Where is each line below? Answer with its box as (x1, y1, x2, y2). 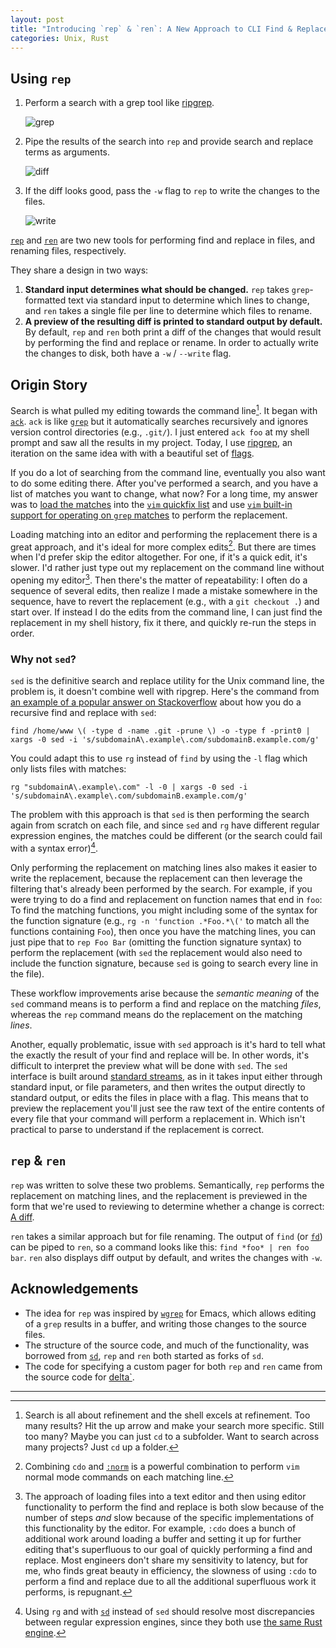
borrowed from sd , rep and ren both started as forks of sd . (24, 1349, 264, 1361)
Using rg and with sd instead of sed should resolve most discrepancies (24, 1605, 316, 1617)
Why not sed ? (10, 652, 77, 666)
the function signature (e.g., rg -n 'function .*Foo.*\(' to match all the (10, 914, 310, 926)
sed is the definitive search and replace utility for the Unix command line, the (10, 675, 325, 687)
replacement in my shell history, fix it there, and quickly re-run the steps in (10, 616, 317, 628)
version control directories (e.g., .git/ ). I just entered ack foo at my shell (10, 426, 310, 438)
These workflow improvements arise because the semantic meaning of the (10, 987, 320, 999)
